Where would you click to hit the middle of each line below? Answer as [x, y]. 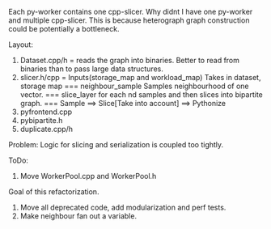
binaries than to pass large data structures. [92, 69]
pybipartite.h [41, 120]
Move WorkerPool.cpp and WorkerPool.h [88, 176]
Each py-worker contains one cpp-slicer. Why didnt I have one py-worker [131, 12]
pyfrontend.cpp [46, 112]
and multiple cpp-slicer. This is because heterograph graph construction [129, 20]
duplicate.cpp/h [47, 129]
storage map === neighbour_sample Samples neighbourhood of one [134, 86]
